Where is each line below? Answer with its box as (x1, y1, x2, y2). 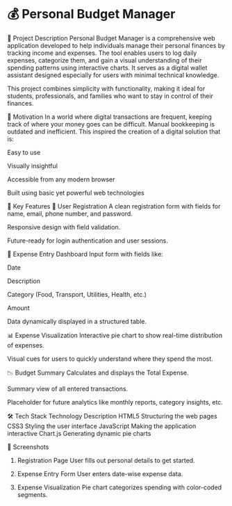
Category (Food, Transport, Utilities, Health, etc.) (7, 290, 147, 298)
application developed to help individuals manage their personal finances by (7, 41, 226, 49)
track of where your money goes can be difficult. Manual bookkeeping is (7, 120, 215, 128)
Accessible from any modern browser (7, 175, 115, 183)
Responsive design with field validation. (7, 222, 121, 231)
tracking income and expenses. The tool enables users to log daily (7, 49, 197, 57)
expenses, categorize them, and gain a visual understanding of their (7, 56, 202, 64)
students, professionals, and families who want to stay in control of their (7, 92, 214, 100)
